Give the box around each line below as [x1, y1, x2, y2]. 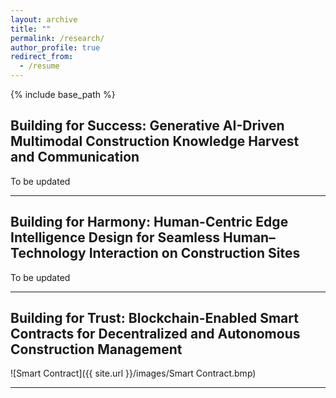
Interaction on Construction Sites [88, 245, 301, 262]
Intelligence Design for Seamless [10, 229, 221, 246]
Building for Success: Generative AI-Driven [10, 117, 285, 135]
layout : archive [10, 14, 78, 25]
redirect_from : [10, 52, 74, 62]
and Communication [10, 149, 140, 166]
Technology [10, 245, 87, 262]
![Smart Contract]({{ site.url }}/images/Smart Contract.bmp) [10, 367, 257, 380]
